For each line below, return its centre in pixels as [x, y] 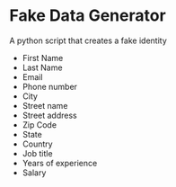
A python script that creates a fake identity [88, 40]
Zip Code [39, 125]
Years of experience [60, 163]
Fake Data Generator [88, 16]
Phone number [50, 86]
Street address [50, 115]
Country [37, 144]
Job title [37, 153]
